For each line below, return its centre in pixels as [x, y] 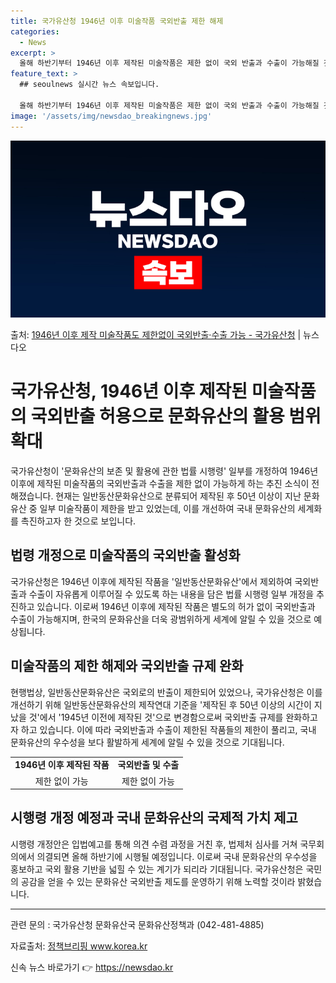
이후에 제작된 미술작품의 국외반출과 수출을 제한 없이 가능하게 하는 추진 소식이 [160, 483]
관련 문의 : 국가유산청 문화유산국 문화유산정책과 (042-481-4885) [137, 924]
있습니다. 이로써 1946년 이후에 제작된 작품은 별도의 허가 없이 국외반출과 [176, 606]
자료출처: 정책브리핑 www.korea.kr [79, 946]
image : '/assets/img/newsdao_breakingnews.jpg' [111, 116]
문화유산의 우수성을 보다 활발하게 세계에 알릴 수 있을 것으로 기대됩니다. [147, 742]
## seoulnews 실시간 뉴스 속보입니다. [89, 85]
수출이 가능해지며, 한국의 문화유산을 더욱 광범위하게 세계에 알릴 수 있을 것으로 [161, 619]
